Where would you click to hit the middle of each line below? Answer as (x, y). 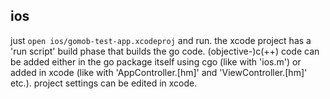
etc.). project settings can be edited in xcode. (104, 83)
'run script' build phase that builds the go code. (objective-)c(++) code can (165, 51)
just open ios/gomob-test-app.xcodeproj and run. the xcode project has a (161, 40)
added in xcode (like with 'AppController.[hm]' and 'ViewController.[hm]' (159, 72)
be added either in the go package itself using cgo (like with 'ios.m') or (156, 61)
